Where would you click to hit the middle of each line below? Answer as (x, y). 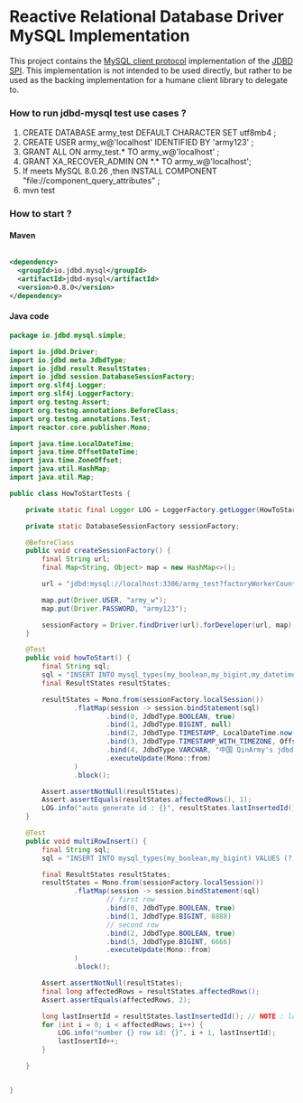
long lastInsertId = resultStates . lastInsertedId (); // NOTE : (163, 1016)
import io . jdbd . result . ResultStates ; (80, 369)
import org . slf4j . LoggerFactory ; (72, 394)
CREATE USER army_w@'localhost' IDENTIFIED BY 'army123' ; (138, 143)
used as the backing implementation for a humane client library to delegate (149, 79)
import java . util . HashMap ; (60, 469)
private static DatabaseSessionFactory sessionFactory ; (133, 526)
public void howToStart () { (78, 658)
